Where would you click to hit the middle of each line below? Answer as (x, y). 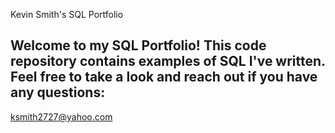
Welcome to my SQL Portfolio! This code (138, 45)
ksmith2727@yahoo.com (61, 116)
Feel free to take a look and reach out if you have (164, 77)
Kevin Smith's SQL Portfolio (67, 14)
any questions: (58, 92)
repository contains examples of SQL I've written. (168, 61)
